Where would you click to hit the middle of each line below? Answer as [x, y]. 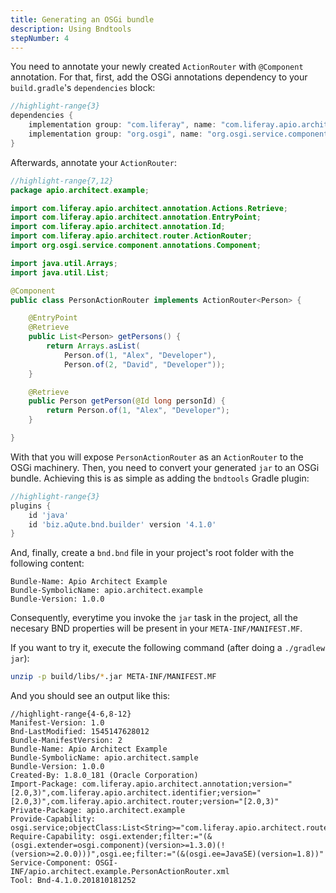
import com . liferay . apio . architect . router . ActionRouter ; [131, 236]
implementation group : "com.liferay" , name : [122, 125]
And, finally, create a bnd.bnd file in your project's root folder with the [152, 553]
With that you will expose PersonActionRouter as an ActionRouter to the [157, 457]
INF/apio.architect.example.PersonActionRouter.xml [120, 872]
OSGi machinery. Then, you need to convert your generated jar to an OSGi [165, 467]
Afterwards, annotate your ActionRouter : [93, 162]
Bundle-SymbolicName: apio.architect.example [106, 591]
